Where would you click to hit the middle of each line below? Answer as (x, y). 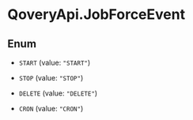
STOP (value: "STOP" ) (51, 78)
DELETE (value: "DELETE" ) (58, 93)
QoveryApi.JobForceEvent (96, 15)
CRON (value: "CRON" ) (51, 109)
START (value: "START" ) (55, 62)
